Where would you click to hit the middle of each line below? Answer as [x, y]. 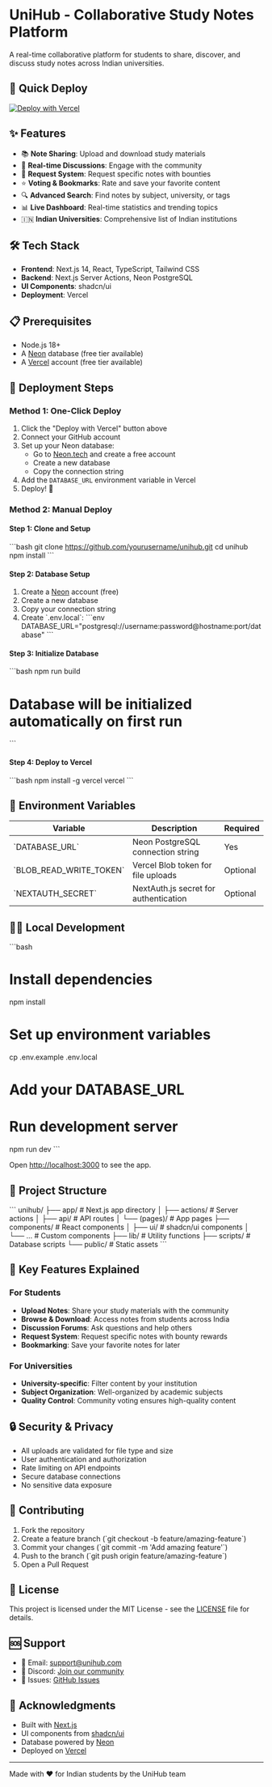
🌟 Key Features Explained [75, 1269]
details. [21, 1618]
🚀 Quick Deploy [48, 89]
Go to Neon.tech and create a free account [104, 454]
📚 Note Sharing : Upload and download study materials [113, 153]
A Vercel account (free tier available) [82, 363]
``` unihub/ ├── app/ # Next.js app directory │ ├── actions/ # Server [124, 1210]
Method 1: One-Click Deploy [65, 410]
